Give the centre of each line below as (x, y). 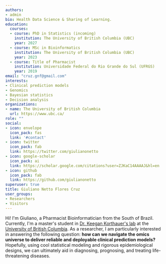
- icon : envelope (24, 128)
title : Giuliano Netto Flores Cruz (43, 189)
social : (13, 123)
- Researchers (20, 199)
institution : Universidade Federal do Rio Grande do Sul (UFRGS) (85, 67)
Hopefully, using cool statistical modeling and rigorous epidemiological (79, 245)
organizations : (21, 105)
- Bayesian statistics (29, 95)
